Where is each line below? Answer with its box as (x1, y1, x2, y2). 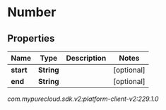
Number (7, 4, 57, 20)
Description (66, 54, 107, 63)
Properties (7, 32, 55, 44)
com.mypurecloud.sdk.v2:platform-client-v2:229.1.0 (7, 94, 159, 103)
